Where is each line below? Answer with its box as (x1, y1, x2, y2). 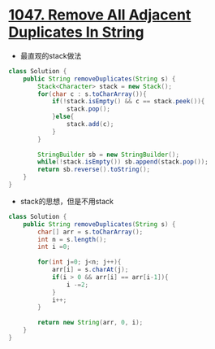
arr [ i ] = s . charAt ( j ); (51, 266, 129, 274)
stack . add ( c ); (66, 120, 114, 129)
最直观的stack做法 (19, 50, 82, 60)
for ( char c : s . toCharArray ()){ (37, 89, 148, 98)
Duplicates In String (8, 23, 144, 41)
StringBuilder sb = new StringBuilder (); (37, 151, 180, 159)
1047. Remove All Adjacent (8, 6, 191, 24)
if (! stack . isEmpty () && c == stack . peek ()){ (51, 98, 205, 106)
